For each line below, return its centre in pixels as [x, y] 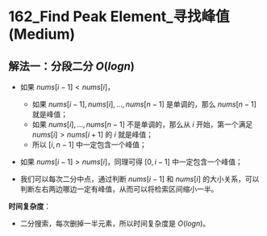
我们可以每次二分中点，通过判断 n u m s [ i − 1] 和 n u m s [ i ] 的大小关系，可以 [140, 179]
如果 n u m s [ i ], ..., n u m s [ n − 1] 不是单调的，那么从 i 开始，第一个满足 [142, 124]
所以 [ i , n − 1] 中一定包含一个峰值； [89, 145]
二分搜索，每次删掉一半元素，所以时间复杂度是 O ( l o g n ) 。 [115, 223]
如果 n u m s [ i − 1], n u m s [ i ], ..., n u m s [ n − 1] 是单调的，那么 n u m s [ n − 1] [144, 104]
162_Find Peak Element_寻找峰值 [119, 17]
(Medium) [42, 34]
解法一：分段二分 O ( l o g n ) [71, 66]
